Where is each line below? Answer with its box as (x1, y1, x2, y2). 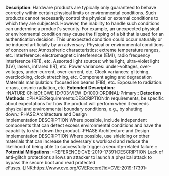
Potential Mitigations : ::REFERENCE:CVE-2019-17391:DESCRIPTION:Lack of (5, 149, 163, 155)
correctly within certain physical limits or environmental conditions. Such (5, 10, 156, 16)
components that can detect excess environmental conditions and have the (5, 122, 162, 128)
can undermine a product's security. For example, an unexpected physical (5, 26, 160, 32)
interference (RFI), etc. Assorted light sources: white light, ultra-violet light (5, 58, 160, 64)
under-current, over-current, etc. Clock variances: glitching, (25, 69, 150, 75)
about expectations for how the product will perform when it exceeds (5, 101, 149, 106)
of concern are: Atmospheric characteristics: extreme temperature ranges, (5, 47, 160, 53)
